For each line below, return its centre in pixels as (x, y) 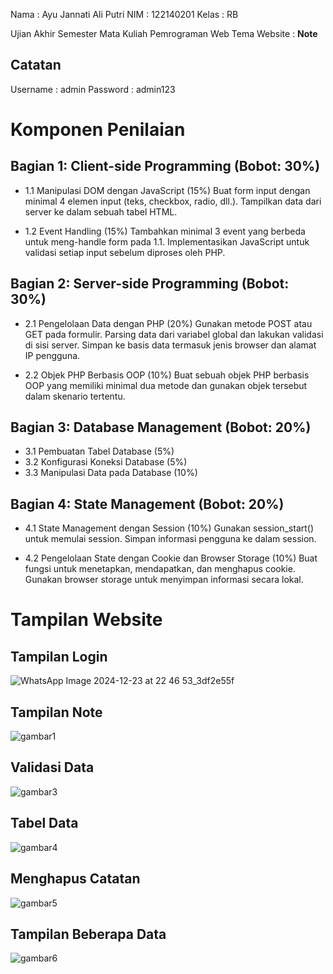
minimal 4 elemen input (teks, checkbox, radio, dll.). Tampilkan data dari (173, 201)
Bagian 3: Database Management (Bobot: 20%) (161, 427)
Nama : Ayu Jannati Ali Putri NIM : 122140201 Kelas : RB (124, 14)
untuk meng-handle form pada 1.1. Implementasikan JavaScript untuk (167, 241)
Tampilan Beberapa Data (88, 934)
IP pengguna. (52, 355)
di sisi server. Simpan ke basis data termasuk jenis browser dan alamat (170, 345)
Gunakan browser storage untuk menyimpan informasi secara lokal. (164, 580)
